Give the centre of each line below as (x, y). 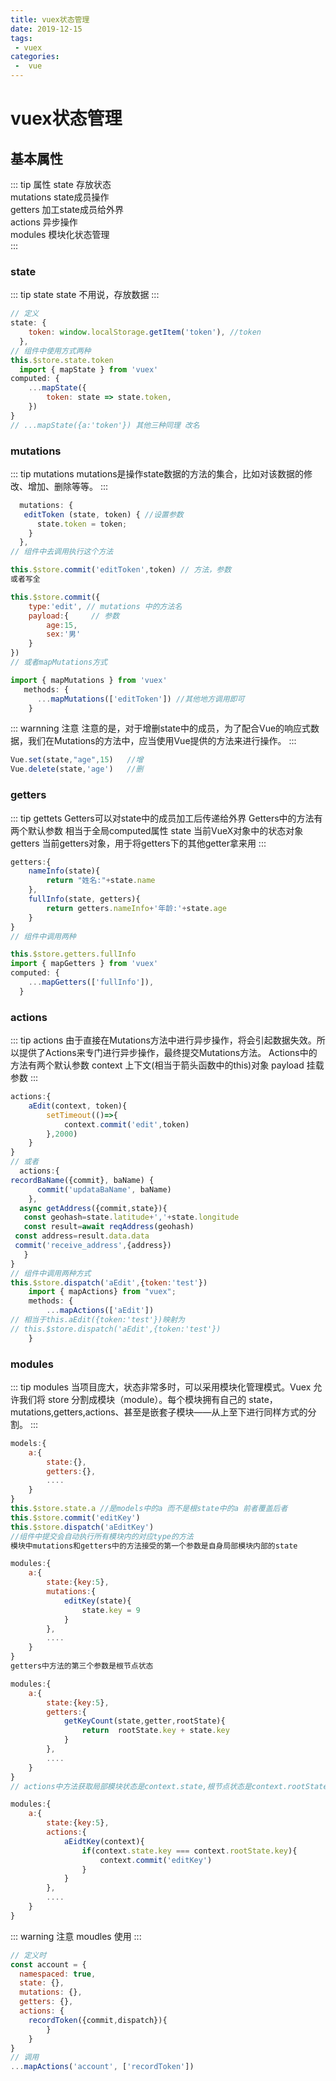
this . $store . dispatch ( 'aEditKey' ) (82, 1527)
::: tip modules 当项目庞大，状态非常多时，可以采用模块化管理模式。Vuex (161, 1387)
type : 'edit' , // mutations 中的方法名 (105, 606)
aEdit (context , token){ (78, 1106)
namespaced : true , (58, 1974)
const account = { (48, 1964)
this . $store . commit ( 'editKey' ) (75, 1517)
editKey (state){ (97, 1601)
